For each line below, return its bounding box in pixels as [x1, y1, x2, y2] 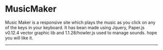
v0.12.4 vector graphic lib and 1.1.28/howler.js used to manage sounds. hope [5, 30, 157, 35]
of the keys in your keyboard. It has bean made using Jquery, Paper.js [5, 24, 145, 30]
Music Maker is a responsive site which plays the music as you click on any [5, 19, 156, 25]
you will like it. [5, 35, 33, 41]
